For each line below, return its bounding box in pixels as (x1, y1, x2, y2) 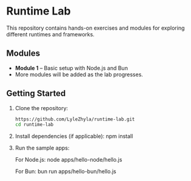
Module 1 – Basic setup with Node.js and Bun (15, 64, 129, 71)
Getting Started (6, 88, 66, 99)
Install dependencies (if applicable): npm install (15, 133, 133, 140)
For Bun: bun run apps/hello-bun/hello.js (15, 168, 116, 175)
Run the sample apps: (15, 144, 70, 152)
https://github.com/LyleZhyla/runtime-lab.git (15, 116, 135, 122)
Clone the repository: (15, 104, 69, 111)
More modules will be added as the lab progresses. (15, 71, 144, 78)
